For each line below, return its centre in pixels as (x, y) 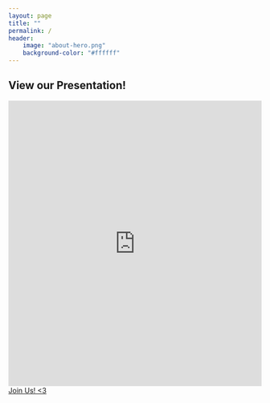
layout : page (30, 16)
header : (21, 38)
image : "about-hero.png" (64, 46)
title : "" (25, 23)
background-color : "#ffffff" (72, 53)
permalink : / (30, 31)
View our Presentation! (67, 85)
